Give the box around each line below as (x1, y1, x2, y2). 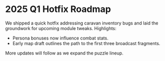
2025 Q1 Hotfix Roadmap (5, 3, 111, 15)
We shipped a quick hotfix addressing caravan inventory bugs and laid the (5, 20, 158, 26)
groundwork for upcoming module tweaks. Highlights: (5, 25, 117, 31)
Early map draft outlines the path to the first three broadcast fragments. (12, 40, 160, 46)
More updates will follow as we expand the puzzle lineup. (5, 50, 124, 56)
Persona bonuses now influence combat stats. (12, 35, 109, 41)
